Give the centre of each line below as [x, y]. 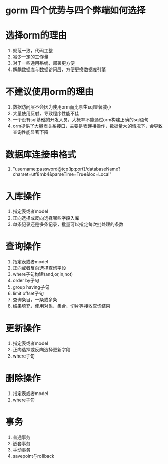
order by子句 [26, 280]
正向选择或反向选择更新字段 [41, 349]
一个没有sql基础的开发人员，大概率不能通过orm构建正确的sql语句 [80, 120]
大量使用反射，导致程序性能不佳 [46, 113]
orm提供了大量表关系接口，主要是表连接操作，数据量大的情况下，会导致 [88, 126]
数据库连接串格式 [41, 155]
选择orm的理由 [36, 35]
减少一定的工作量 [30, 57]
